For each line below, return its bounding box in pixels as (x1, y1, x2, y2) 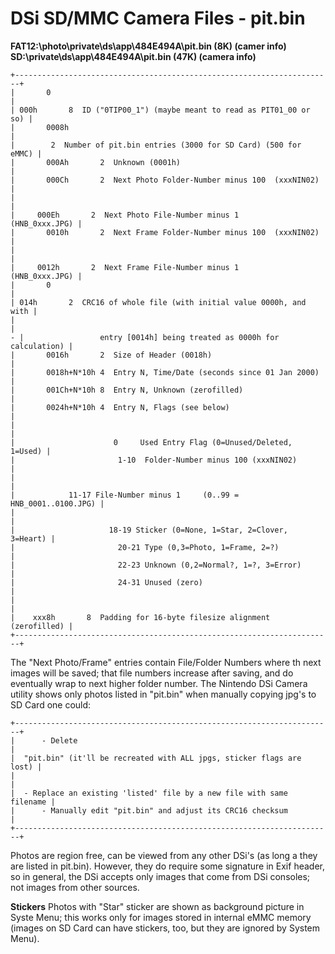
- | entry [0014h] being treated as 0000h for (10, 332, 280, 342)
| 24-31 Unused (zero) (10, 577, 203, 587)
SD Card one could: (10, 698, 92, 711)
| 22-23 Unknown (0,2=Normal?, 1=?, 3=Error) (10, 560, 302, 570)
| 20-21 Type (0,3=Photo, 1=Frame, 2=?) (10, 542, 280, 552)
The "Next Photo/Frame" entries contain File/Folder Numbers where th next (10, 656, 322, 668)
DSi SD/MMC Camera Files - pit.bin (10, 7, 306, 30)
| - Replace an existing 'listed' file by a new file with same (10, 788, 288, 798)
